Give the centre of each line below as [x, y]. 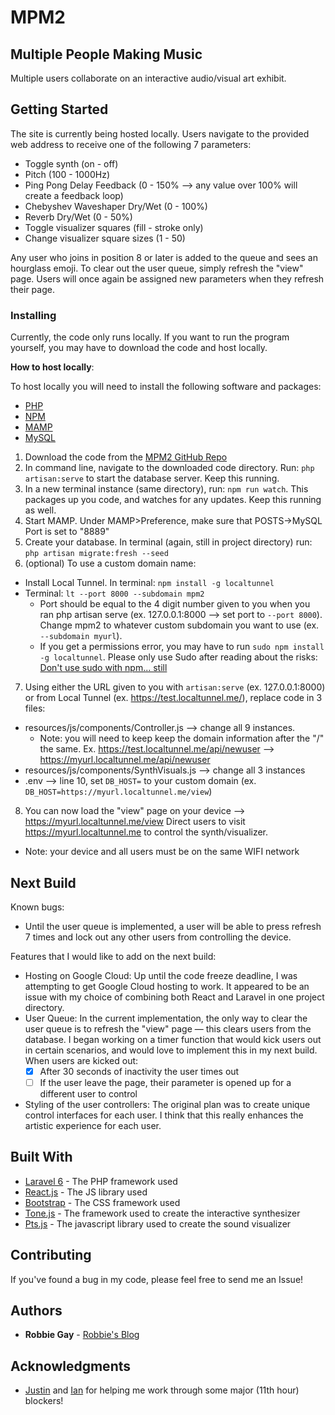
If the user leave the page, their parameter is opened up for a [165, 1082]
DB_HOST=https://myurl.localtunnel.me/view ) [118, 792]
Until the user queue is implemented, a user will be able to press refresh [173, 926]
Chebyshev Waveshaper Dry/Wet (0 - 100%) [116, 206]
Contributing [51, 1255]
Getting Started [59, 109]
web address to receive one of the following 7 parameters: [131, 144]
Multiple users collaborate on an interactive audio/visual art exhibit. [148, 78]
